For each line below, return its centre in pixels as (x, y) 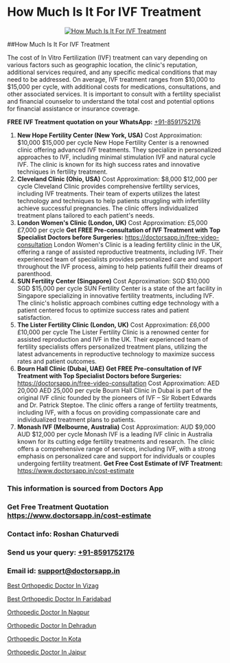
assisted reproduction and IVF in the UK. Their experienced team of (113, 339)
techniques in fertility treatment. (62, 172)
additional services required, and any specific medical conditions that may (112, 72)
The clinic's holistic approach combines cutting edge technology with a (118, 303)
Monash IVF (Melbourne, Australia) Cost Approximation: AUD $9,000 (116, 427)
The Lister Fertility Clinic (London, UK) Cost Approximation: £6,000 (114, 325)
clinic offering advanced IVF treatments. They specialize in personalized (119, 150)
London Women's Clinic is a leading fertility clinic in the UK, (138, 244)
